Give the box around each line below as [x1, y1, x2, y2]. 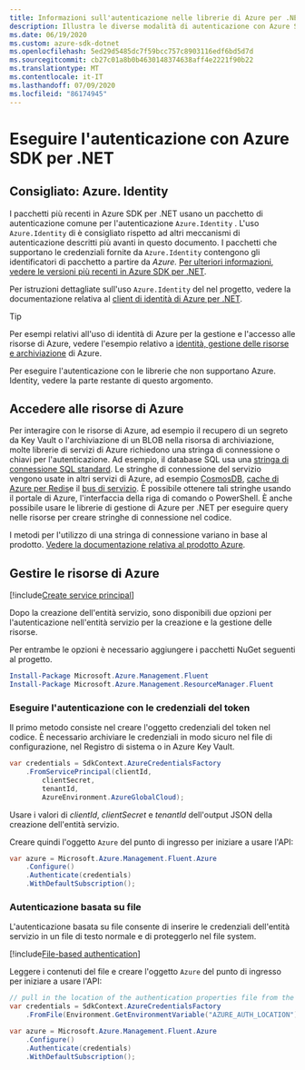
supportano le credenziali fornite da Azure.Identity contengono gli [9, 246, 261, 257]
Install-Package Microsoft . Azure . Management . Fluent [9, 671, 209, 681]
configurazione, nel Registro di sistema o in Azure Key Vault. [9, 741, 235, 752]
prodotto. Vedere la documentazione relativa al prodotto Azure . [9, 540, 246, 550]
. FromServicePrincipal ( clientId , [25, 768, 152, 777]
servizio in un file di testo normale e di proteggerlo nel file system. [9, 931, 257, 942]
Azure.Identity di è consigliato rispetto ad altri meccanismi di [9, 227, 241, 238]
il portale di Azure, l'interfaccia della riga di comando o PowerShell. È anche [9, 492, 293, 504]
